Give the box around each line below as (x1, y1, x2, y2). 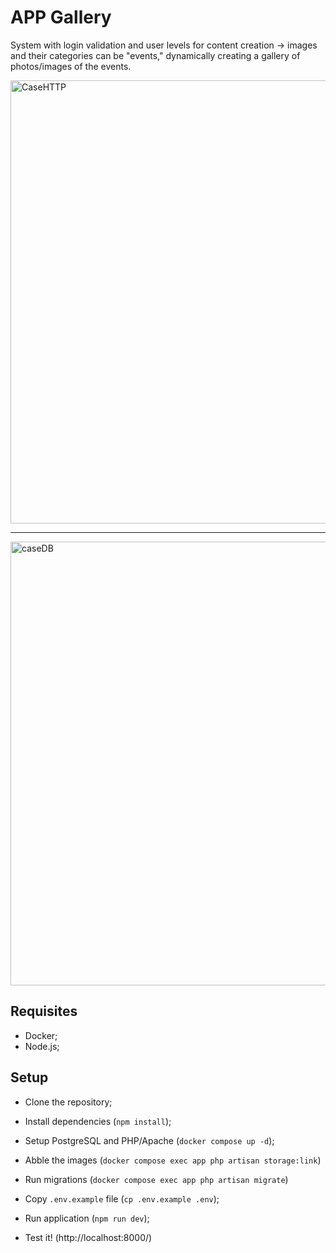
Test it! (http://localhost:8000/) (24, 1231, 153, 1243)
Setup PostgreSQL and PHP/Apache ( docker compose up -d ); (24, 1134, 275, 1146)
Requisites (10, 1003, 78, 1020)
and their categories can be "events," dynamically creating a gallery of (10, 49, 301, 61)
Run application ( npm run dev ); (24, 1212, 150, 1224)
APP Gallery (10, 6, 112, 29)
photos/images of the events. (10, 60, 132, 72)
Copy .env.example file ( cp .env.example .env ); (24, 1192, 220, 1205)
